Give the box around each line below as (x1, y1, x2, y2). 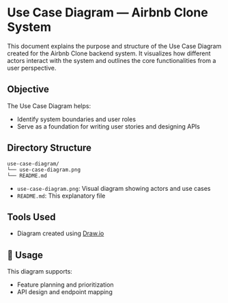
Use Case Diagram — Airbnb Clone (7, 5, 208, 21)
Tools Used (7, 211, 56, 223)
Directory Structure (7, 142, 92, 154)
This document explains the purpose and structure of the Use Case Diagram (7, 42, 222, 50)
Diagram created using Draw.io (16, 229, 104, 237)
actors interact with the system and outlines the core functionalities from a (7, 56, 216, 64)
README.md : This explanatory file (16, 192, 106, 200)
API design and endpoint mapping (16, 288, 113, 296)
